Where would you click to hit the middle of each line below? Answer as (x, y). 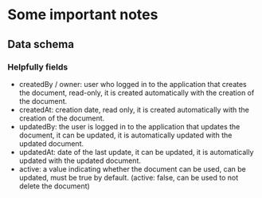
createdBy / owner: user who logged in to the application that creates (133, 84)
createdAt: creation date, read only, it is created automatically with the (134, 109)
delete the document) (55, 186)
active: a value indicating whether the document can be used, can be (132, 168)
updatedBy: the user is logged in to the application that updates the (129, 126)
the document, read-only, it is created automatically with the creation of (137, 93)
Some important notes (83, 15)
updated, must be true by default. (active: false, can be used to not (129, 177)
